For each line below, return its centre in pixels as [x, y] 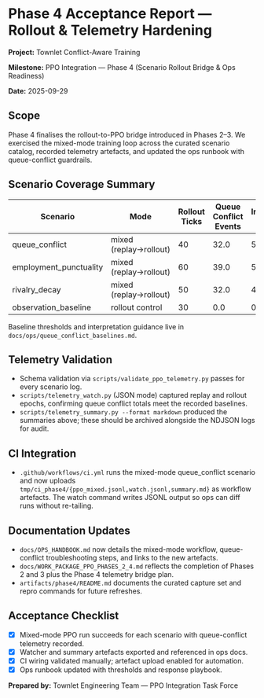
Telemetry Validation [60, 360]
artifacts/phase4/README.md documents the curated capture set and [130, 583]
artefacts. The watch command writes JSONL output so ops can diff [130, 498]
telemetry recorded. [52, 643]
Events [228, 226]
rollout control [136, 307]
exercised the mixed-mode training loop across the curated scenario [119, 143]
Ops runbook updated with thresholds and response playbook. [121, 670]
